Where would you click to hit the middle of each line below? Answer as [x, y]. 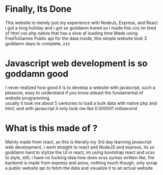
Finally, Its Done [39, 9]
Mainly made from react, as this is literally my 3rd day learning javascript [79, 142]
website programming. [28, 98]
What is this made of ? [51, 128]
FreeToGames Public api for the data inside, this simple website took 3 [76, 38]
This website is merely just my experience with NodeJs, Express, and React [81, 23]
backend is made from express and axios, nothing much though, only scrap [81, 163]
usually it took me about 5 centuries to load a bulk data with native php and [81, 103]
